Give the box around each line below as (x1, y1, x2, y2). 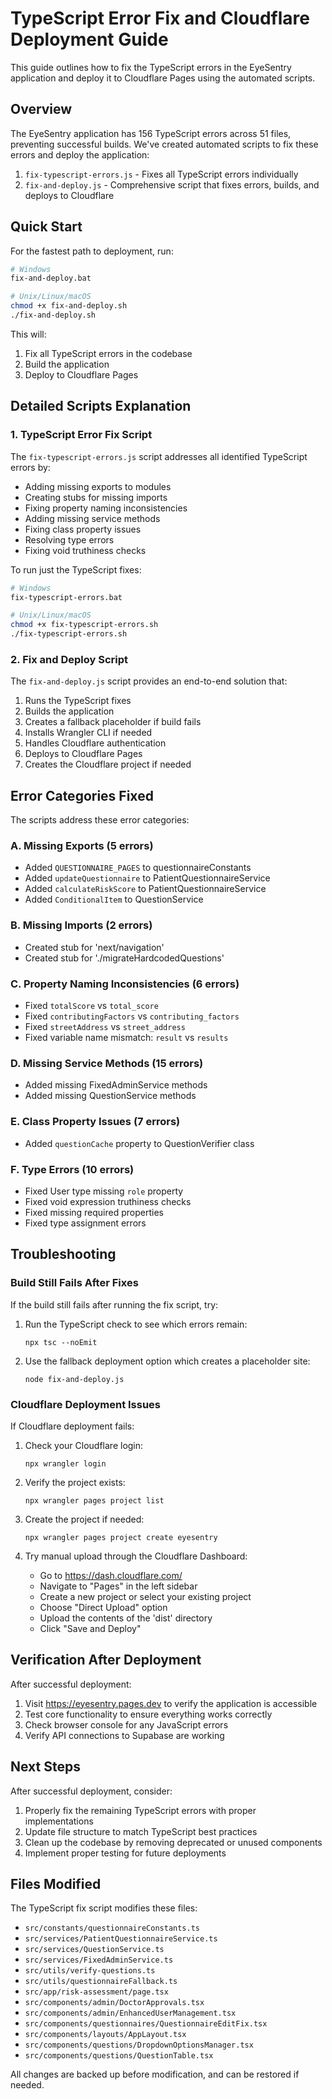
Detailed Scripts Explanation (10, 398, 192, 415)
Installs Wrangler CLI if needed (24, 727, 153, 739)
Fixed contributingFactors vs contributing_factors (24, 1010, 240, 1022)
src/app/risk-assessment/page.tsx (24, 1987, 169, 1997)
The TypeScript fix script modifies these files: (10, 1902, 198, 1914)
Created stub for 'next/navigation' (24, 941, 165, 953)
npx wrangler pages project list (24, 1495, 165, 1506)
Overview (10, 101, 73, 118)
